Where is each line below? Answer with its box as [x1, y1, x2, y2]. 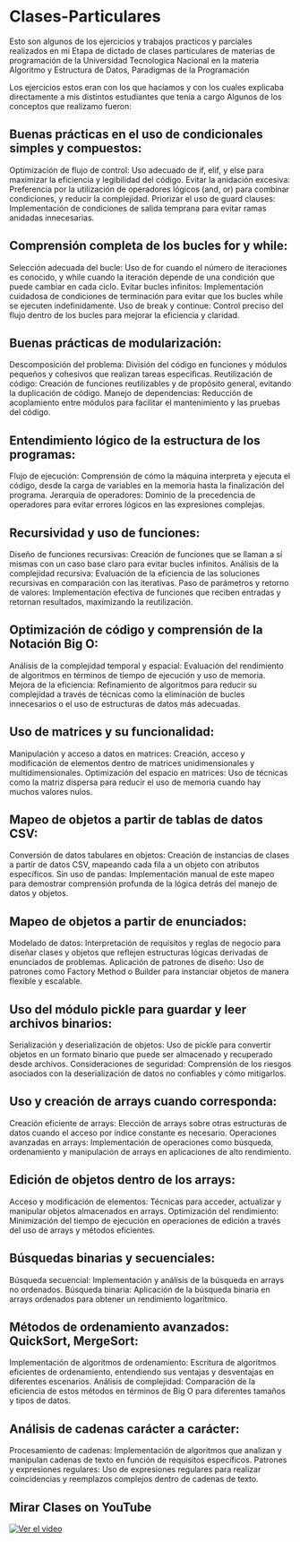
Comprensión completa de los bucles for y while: [9, 238, 288, 254]
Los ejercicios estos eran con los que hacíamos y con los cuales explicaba [9, 82, 285, 92]
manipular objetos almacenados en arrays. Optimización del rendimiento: [9, 1205, 279, 1216]
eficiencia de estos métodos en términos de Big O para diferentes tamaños [9, 1386, 286, 1397]
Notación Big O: [9, 636, 99, 651]
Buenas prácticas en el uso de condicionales [9, 127, 263, 142]
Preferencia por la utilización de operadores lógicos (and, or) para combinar [9, 184, 289, 194]
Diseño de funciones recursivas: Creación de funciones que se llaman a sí [9, 549, 283, 559]
